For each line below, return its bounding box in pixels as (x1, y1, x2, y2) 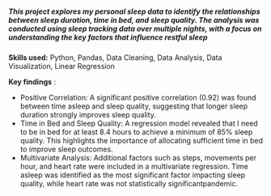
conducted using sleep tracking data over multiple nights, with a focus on (8, 23, 262, 33)
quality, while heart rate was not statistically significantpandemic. (19, 178, 239, 188)
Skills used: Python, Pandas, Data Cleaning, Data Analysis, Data (8, 53, 222, 62)
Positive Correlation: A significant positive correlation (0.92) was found (19, 92, 256, 102)
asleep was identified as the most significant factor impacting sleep (19, 170, 246, 180)
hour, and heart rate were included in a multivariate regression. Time (19, 161, 248, 171)
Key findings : (8, 77, 57, 87)
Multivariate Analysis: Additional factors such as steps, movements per (19, 152, 257, 162)
